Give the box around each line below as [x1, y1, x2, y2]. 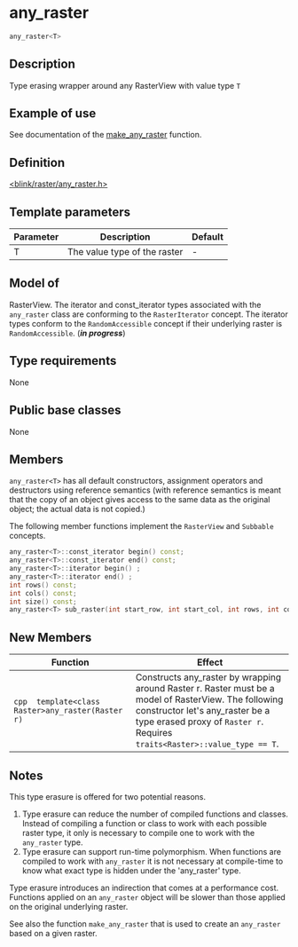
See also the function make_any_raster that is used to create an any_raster [9, 918, 281, 929]
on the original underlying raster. [9, 901, 129, 911]
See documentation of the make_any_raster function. [9, 130, 202, 140]
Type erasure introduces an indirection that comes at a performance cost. [9, 882, 279, 893]
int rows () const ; [9, 580, 77, 589]
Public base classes [9, 403, 122, 418]
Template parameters [9, 204, 131, 219]
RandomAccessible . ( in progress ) [9, 328, 126, 338]
